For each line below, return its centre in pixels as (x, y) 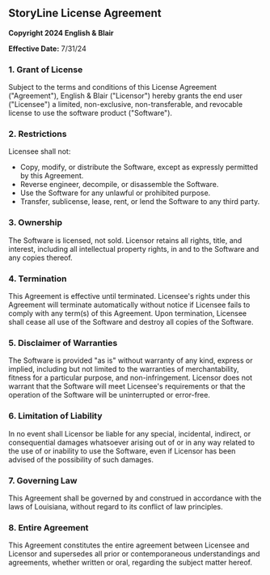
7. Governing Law (43, 480)
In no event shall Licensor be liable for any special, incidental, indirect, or (130, 433)
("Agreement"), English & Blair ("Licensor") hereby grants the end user (126, 96)
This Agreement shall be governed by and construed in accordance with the (135, 498)
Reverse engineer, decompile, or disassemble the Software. (119, 185)
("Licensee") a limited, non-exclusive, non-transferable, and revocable (126, 104)
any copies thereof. (40, 258)
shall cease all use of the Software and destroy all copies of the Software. (131, 322)
